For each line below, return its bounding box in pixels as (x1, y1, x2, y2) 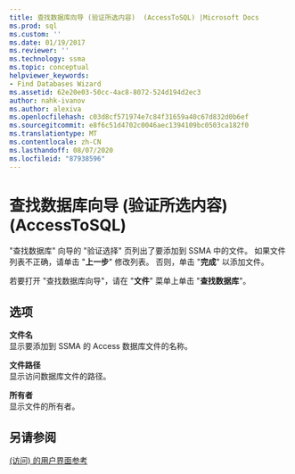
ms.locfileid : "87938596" (9, 154, 105, 163)
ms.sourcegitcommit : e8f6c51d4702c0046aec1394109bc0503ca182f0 (9, 121, 250, 130)
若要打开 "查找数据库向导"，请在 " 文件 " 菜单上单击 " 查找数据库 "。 (9, 276, 251, 287)
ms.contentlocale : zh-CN (9, 137, 102, 146)
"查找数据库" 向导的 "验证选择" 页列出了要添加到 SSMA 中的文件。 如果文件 (9, 245, 286, 256)
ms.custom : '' (9, 29, 62, 38)
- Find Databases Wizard (9, 79, 102, 88)
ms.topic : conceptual (9, 63, 90, 72)
